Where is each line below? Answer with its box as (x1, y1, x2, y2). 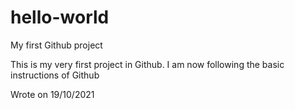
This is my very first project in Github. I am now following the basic (10, 58, 285, 70)
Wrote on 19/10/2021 (10, 88, 95, 100)
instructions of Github (10, 69, 100, 81)
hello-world (10, 6, 110, 29)
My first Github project (10, 39, 103, 51)
